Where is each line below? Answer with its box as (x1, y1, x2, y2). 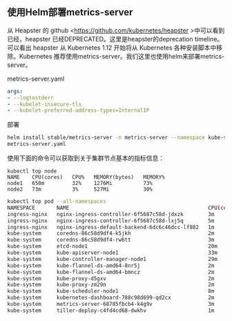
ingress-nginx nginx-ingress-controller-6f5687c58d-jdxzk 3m (7, 211, 215, 217)
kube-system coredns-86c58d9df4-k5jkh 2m (7, 230, 215, 237)
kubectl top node (7, 168, 57, 175)
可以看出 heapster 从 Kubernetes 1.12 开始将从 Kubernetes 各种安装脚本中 (7, 43, 217, 52)
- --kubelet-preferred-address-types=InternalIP (7, 107, 150, 114)
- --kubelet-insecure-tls (7, 101, 81, 108)
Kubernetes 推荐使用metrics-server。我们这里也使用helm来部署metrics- (19, 52, 225, 60)
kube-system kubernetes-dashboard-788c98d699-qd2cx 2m (7, 294, 215, 302)
